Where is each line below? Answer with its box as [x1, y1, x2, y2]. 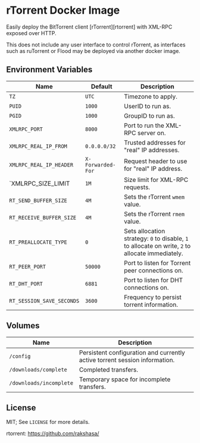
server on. [137, 128, 166, 137]
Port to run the [124, 121, 165, 130]
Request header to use [124, 157, 187, 165]
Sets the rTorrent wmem [124, 193, 185, 201]
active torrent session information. [79, 356, 175, 364]
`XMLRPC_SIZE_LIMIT [9, 179, 70, 187]
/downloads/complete [9, 366, 67, 373]
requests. [124, 183, 151, 191]
